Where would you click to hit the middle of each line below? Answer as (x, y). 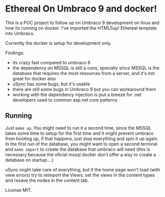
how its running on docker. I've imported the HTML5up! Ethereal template (81, 28)
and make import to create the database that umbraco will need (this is (78, 149)
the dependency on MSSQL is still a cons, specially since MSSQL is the (86, 68)
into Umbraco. (20, 33)
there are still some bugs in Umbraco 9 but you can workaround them (84, 89)
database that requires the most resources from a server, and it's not (84, 73)
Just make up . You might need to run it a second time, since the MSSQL (78, 128)
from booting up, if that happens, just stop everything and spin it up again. (82, 138)
